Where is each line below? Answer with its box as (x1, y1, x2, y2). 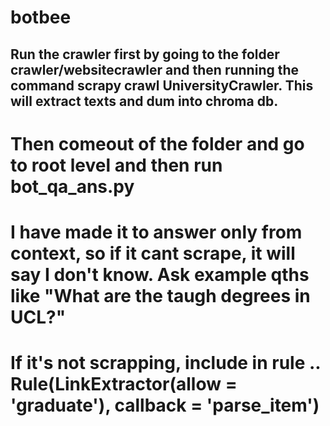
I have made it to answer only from (10, 221, 303, 243)
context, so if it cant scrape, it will (10, 242, 296, 265)
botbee (10, 6, 72, 29)
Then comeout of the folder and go (10, 132, 305, 155)
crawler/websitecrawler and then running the (10, 61, 300, 78)
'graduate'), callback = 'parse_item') (10, 394, 320, 417)
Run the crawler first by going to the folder (10, 46, 280, 63)
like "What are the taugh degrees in (10, 284, 311, 307)
